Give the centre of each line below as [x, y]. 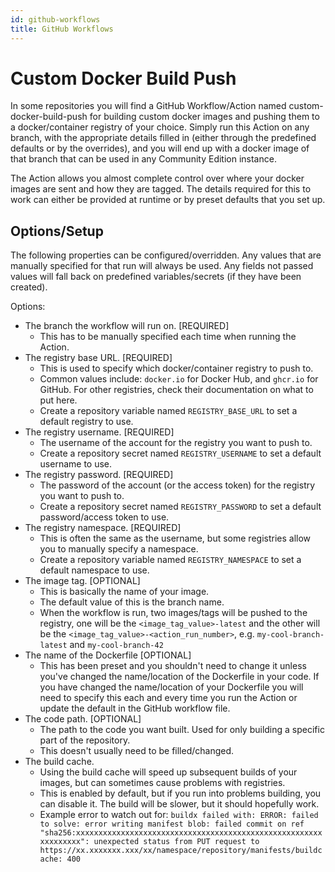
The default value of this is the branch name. [132, 602]
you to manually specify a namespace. [119, 549]
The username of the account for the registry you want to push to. [176, 443]
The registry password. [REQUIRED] [99, 475]
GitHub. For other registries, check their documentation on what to [176, 390]
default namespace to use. [94, 570]
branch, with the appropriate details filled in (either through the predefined [163, 138]
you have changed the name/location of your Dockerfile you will [171, 687]
